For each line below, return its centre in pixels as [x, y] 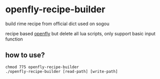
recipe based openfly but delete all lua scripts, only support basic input [81, 33]
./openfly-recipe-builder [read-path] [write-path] [62, 71]
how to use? [25, 55]
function [14, 39]
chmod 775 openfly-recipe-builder [42, 67]
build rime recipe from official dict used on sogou [57, 24]
